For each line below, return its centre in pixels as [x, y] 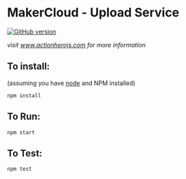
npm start [21, 132]
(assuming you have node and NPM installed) [71, 83]
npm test [20, 169]
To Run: [24, 117]
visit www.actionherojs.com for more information [77, 45]
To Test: [25, 153]
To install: [28, 67]
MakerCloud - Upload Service [93, 13]
